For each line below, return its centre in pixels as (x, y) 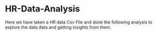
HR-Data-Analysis (43, 9)
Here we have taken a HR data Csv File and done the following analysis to (79, 22)
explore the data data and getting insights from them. (58, 27)
